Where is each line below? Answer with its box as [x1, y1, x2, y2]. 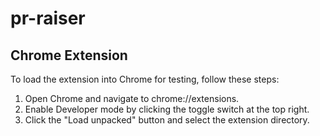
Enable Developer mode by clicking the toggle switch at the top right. [24, 103, 310, 115]
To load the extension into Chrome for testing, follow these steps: [10, 73, 280, 85]
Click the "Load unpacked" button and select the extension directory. [24, 114, 310, 126]
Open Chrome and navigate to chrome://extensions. [24, 93, 240, 104]
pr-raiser [10, 7, 86, 30]
